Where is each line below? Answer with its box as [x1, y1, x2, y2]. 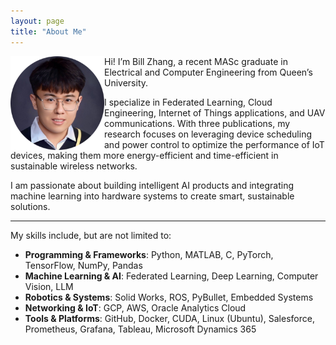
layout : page [10, 16, 65, 26]
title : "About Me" [10, 26, 87, 37]
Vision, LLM [24, 280, 74, 292]
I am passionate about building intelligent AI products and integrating [10, 179, 294, 191]
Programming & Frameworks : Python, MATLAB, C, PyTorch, [24, 248, 274, 260]
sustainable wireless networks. [10, 160, 138, 172]
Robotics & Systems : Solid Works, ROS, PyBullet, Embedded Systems [24, 291, 314, 303]
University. [104, 76, 149, 89]
